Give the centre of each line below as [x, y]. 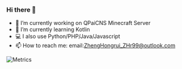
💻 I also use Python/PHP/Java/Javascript [68, 37]
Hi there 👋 [21, 10]
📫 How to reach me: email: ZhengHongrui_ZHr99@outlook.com [95, 46]
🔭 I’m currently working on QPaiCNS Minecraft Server [83, 23]
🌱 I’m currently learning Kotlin [52, 29]
